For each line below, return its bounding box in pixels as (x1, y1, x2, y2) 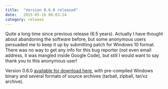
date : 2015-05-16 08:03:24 (5, 12, 67, 17)
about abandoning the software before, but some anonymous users (5, 36, 146, 42)
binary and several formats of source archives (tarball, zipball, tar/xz (5, 73, 148, 79)
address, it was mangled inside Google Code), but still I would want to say (5, 52, 159, 58)
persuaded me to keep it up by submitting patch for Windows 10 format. (5, 42, 155, 48)
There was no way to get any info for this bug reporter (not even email (5, 47, 152, 53)
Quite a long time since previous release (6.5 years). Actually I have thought (5, 31, 163, 37)
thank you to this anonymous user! (5, 58, 77, 64)
